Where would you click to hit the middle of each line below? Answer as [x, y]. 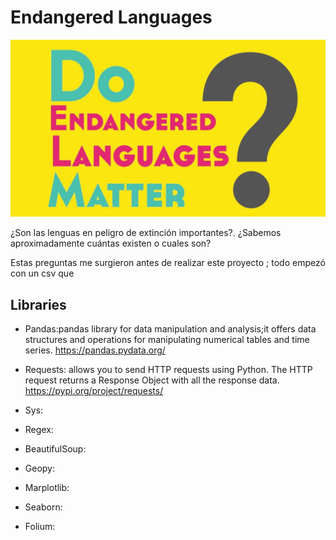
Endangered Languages [111, 17]
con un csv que [42, 273]
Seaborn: [43, 507]
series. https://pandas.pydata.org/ [95, 350]
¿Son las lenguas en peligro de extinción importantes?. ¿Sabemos [146, 233]
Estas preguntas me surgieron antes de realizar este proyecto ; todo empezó [168, 263]
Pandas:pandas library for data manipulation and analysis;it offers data [170, 329]
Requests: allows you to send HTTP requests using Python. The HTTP [168, 370]
